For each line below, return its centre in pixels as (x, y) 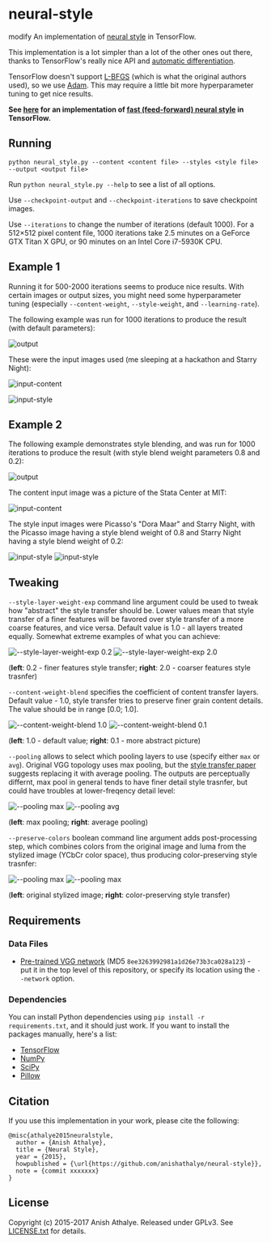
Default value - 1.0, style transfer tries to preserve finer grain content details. (136, 700)
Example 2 (35, 425)
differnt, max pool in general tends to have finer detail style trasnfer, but (128, 782)
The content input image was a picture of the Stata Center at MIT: (118, 493)
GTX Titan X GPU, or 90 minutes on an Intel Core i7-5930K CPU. (115, 241)
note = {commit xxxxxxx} (57, 1171)
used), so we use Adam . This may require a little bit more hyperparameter (131, 85)
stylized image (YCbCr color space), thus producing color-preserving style (133, 855)
